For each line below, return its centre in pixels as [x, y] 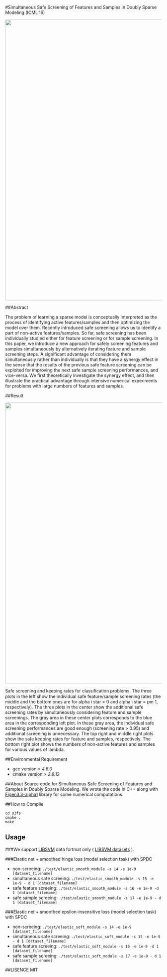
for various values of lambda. [35, 749]
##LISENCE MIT [22, 970]
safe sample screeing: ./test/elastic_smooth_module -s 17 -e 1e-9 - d [87, 898]
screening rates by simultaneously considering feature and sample [73, 712]
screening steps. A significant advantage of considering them [68, 354]
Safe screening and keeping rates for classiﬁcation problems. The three [79, 691]
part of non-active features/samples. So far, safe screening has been [76, 333]
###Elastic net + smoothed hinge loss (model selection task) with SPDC [79, 859]
